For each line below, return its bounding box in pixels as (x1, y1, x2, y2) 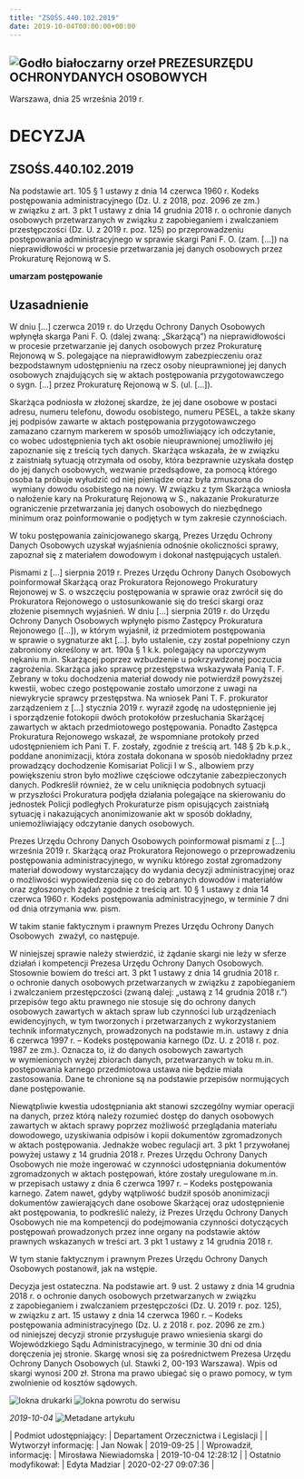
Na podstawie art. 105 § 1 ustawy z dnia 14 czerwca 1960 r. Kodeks (9, 185, 260, 196)
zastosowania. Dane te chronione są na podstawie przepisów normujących (9, 1074, 289, 1085)
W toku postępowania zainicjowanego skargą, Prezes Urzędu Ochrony (9, 531, 273, 541)
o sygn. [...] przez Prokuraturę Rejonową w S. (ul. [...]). (9, 379, 213, 391)
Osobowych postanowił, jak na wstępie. (9, 1264, 158, 1275)
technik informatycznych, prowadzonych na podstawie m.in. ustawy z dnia (9, 1026, 289, 1037)
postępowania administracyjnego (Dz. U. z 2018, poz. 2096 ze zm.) (9, 195, 260, 206)
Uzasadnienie (9, 297, 89, 313)
